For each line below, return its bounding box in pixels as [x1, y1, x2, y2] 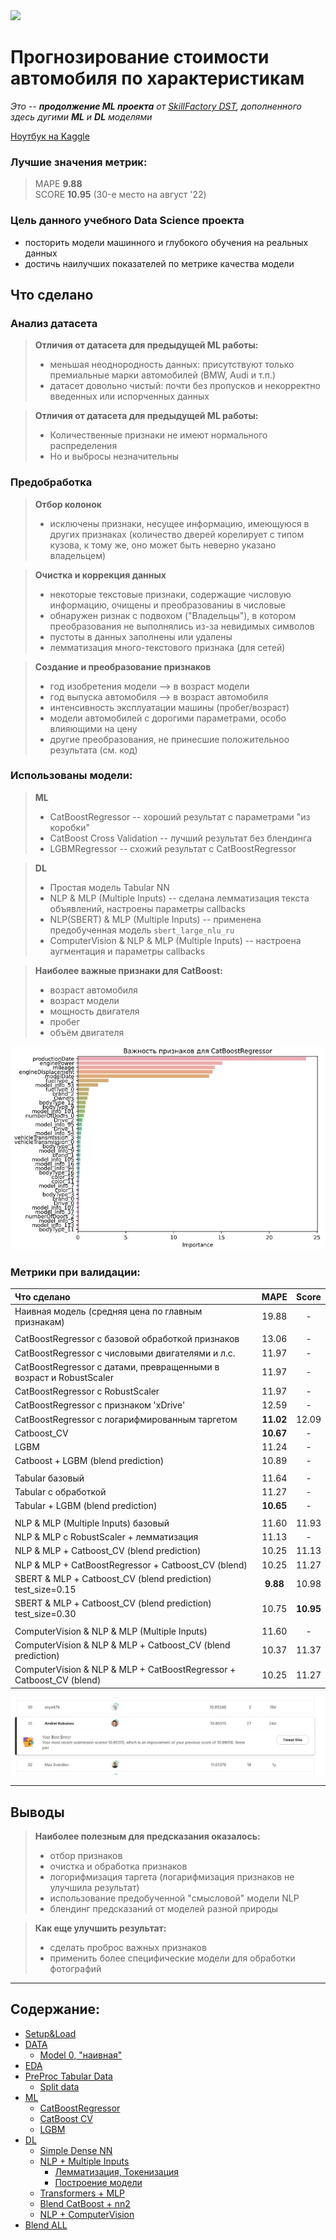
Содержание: [10, 2001, 101, 2018]
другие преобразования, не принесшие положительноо [49, 733, 290, 745]
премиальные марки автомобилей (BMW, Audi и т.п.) [49, 369, 277, 381]
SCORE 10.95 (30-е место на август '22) [34, 189, 207, 201]
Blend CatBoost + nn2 [39, 2197, 131, 2209]
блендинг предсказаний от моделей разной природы [49, 1902, 279, 1914]
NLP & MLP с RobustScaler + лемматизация [14, 1531, 199, 1543]
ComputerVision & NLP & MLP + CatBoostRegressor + [14, 1664, 237, 1676]
